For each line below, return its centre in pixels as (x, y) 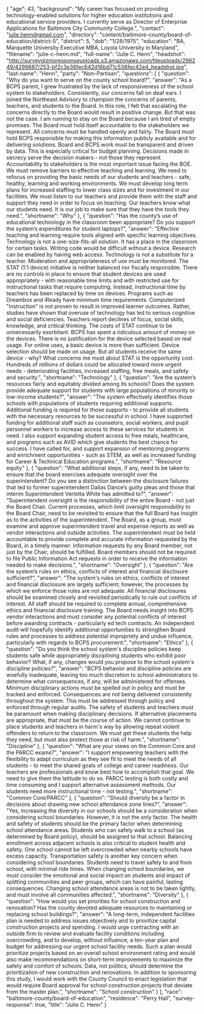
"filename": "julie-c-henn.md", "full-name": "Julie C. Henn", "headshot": (96, 54)
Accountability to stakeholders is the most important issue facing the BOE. (99, 164)
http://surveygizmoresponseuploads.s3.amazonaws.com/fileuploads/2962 (102, 61)
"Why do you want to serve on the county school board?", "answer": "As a (99, 80)
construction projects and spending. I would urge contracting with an (93, 927)
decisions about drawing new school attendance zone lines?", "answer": (97, 804)
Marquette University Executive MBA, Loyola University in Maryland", (93, 47)
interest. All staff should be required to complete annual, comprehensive (97, 604)
